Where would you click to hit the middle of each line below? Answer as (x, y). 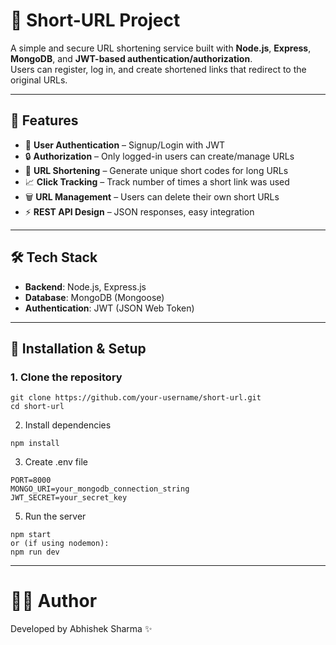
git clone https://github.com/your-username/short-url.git (136, 398)
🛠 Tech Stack (54, 257)
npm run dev (35, 552)
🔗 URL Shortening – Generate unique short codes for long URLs (156, 170)
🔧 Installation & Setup (78, 348)
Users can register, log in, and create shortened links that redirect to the (158, 69)
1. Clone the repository (66, 377)
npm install (35, 444)
